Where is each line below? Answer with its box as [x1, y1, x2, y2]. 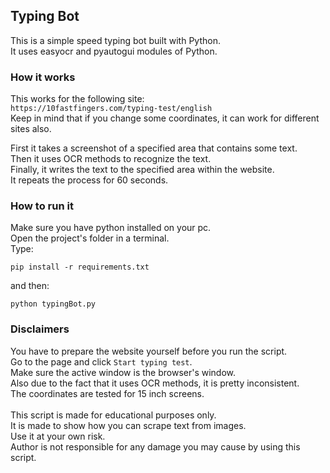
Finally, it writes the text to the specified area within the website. [10, 164, 275, 176]
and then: [10, 280, 50, 292]
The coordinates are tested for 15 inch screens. [10, 387, 205, 399]
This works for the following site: [10, 93, 145, 105]
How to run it [10, 199, 74, 213]
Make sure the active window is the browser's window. [10, 366, 237, 378]
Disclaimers [10, 322, 70, 336]
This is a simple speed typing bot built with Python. [10, 34, 221, 46]
